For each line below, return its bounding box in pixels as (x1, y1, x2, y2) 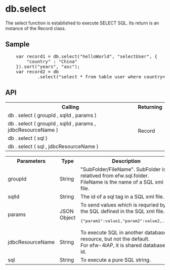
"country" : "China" (26, 58, 77, 64)
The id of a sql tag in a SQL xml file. (80, 193, 164, 200)
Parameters (17, 157, 46, 164)
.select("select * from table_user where (37, 74, 142, 79)
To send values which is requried (80, 201, 159, 208)
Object (60, 214, 76, 221)
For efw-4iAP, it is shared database (80, 242, 165, 249)
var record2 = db (16, 69, 59, 74)
